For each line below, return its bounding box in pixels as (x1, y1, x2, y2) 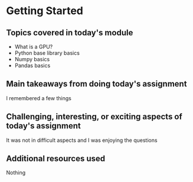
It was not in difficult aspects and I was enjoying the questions (6, 137, 158, 144)
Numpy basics (14, 56, 50, 62)
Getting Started (6, 4, 84, 18)
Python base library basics (14, 49, 80, 57)
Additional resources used (6, 154, 106, 164)
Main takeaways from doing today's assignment (6, 79, 187, 89)
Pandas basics (14, 62, 51, 69)
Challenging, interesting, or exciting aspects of (6, 112, 183, 122)
